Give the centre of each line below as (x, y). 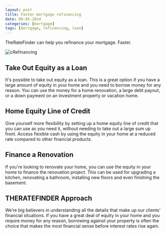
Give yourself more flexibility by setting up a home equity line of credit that (82, 123)
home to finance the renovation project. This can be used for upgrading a (81, 172)
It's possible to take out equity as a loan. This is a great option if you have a (83, 80)
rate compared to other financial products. (49, 139)
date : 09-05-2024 (23, 19)
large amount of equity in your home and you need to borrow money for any (83, 85)
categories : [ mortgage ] (30, 24)
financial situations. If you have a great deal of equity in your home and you (83, 216)
